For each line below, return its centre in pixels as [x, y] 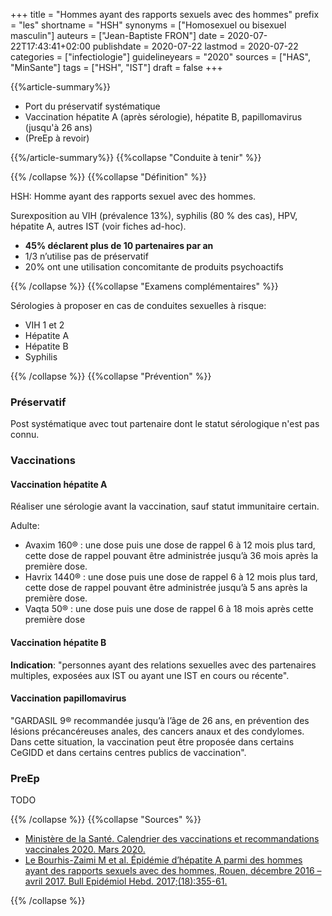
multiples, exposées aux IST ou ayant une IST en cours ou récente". [150, 675]
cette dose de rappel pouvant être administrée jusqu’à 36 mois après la [171, 556]
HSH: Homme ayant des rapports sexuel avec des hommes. [133, 196]
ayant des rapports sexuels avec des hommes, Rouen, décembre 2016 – [173, 871]
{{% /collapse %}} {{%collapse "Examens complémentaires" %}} [144, 286]
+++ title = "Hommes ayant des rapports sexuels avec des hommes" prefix [165, 14]
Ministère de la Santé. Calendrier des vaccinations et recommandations [172, 839]
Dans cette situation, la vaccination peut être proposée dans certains [152, 741]
